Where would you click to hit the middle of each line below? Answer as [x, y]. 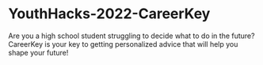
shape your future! [38, 52]
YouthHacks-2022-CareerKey [109, 14]
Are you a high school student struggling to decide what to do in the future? [131, 36]
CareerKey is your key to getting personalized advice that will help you [123, 44]
